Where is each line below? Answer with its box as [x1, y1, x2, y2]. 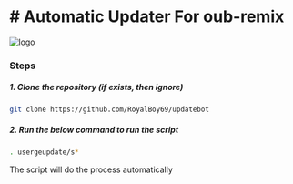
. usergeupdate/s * [9, 148, 79, 157]
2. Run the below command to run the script [9, 125, 179, 136]
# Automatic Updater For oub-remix [9, 6, 285, 27]
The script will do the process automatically [9, 164, 173, 175]
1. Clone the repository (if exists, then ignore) [9, 82, 184, 93]
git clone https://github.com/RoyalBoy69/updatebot [9, 105, 209, 114]
